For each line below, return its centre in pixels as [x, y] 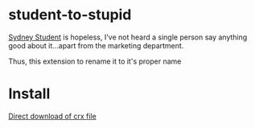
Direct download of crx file [52, 116]
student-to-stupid [70, 15]
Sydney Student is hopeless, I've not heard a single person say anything [128, 37]
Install [29, 94]
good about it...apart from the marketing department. [96, 45]
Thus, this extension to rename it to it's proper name [95, 61]
